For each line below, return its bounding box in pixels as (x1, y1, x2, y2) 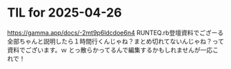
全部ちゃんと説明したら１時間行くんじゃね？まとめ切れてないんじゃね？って (7, 37, 224, 46)
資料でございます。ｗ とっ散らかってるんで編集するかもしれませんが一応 (7, 46, 213, 54)
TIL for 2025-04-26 (7, 5, 122, 21)
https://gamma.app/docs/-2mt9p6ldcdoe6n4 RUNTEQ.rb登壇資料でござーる (7, 28, 224, 37)
